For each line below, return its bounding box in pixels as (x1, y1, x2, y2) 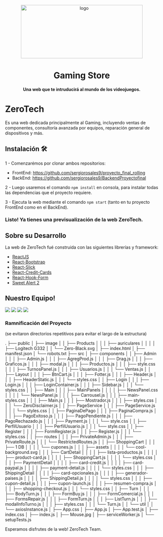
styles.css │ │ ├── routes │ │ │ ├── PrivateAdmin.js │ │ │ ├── (5, 434, 133, 440)
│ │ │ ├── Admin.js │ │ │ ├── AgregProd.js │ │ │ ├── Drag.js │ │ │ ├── (5, 356, 153, 362)
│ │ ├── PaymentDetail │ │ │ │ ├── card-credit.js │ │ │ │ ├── (5, 460, 132, 466)
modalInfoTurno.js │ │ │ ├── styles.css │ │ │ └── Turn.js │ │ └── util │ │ (5, 501, 154, 507)
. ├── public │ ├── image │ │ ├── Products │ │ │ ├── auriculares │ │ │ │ (5, 340, 156, 346)
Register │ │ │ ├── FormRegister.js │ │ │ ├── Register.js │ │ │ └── (5, 429, 142, 434)
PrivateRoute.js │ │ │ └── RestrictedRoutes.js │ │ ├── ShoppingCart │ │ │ (5, 439, 156, 445)
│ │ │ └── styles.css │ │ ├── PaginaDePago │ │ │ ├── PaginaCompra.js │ (5, 408, 157, 414)
